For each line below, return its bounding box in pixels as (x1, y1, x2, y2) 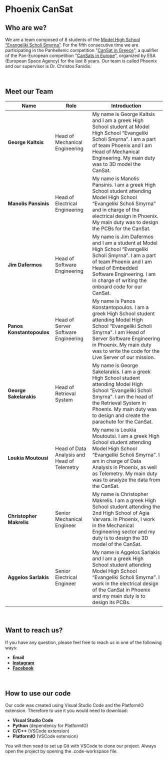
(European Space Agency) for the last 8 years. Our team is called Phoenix (5, 58, 157, 63)
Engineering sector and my (92, 528, 156, 535)
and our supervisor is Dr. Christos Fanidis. (5, 63, 91, 69)
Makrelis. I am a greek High (92, 496, 156, 503)
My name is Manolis (92, 175, 139, 182)
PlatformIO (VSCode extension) (12, 733, 78, 739)
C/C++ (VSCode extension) (12, 728, 70, 734)
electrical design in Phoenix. (92, 212, 158, 219)
